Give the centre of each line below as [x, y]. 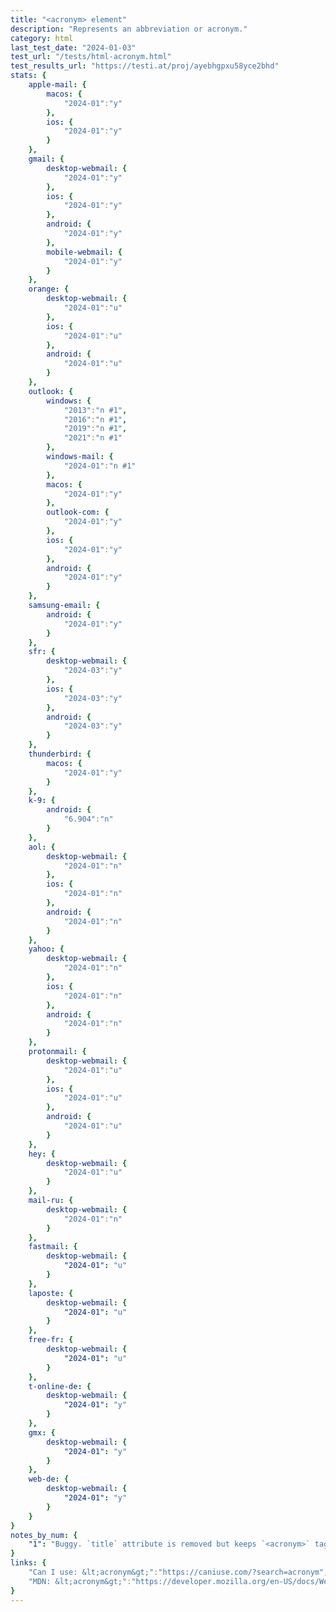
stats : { [28, 76]
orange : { [49, 289]
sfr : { [42, 652]
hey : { [42, 1154]
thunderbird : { [60, 754]
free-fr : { [51, 1340]
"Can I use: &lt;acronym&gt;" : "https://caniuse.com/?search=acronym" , [178, 1572]
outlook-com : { [78, 512]
